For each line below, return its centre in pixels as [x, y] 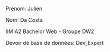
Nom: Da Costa [24, 20]
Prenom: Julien [24, 9]
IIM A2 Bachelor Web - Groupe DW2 [50, 31]
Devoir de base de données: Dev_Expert [55, 43]
